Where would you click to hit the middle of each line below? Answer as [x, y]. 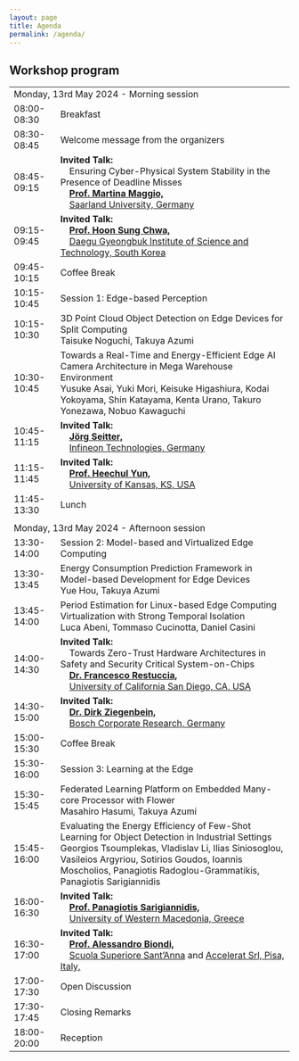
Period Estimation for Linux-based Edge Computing [169, 605]
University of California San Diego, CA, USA [160, 686]
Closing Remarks [96, 1012]
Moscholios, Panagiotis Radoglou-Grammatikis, [160, 871]
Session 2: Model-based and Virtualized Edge [157, 543]
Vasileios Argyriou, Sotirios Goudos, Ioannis [151, 859]
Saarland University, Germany [132, 204]
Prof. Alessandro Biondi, [121, 944]
